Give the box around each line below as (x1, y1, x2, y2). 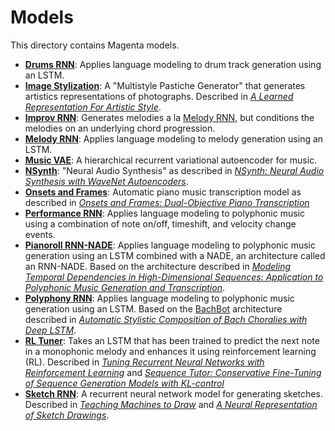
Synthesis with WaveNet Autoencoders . (24, 175, 189, 187)
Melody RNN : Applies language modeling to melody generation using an (24, 132, 324, 145)
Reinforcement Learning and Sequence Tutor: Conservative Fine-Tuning (24, 366, 322, 378)
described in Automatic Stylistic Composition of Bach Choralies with (24, 313, 308, 325)
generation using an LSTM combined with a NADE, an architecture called (24, 249, 326, 261)
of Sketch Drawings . (24, 409, 110, 421)
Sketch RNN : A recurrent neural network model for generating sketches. (24, 387, 323, 400)
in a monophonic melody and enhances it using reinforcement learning (24, 345, 317, 357)
